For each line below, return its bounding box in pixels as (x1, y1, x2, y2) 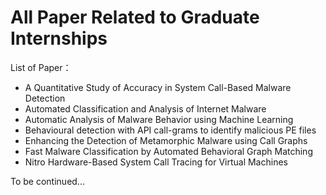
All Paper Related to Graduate (10, 6, 260, 29)
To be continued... (10, 175, 85, 187)
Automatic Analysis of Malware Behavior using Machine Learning (24, 113, 294, 125)
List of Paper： (10, 61, 72, 73)
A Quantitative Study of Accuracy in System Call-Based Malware (24, 81, 292, 93)
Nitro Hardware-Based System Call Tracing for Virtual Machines (24, 156, 288, 168)
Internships (10, 27, 108, 50)
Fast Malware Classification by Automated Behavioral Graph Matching (24, 145, 313, 157)
